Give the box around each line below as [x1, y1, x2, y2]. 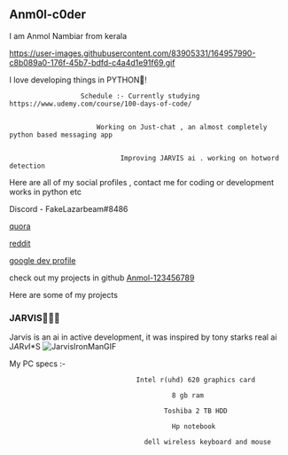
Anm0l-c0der [9, 7, 87, 22]
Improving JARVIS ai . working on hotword [120, 153, 279, 162]
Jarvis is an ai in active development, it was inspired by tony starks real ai [9, 332, 277, 342]
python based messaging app [9, 130, 113, 139]
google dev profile [9, 255, 76, 265]
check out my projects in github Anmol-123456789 [9, 272, 195, 283]
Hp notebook [171, 422, 216, 431]
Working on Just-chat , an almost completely [96, 122, 268, 131]
